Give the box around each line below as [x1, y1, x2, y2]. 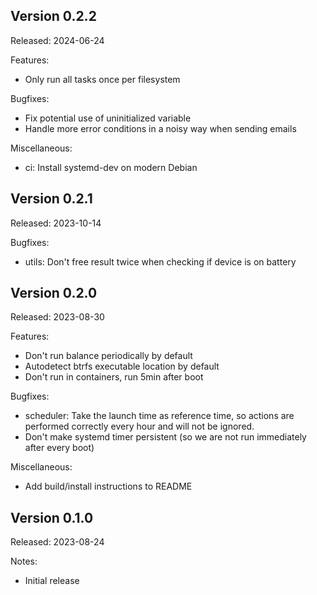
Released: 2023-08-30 [10, 311, 105, 323]
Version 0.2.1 [10, 190, 93, 208]
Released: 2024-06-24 [10, 34, 105, 46]
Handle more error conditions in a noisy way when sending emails [24, 122, 297, 134]
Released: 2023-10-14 [10, 217, 102, 229]
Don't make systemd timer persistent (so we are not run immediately [24, 431, 307, 443]
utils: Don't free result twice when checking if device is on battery [24, 255, 297, 268]
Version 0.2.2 [10, 8, 97, 25]
